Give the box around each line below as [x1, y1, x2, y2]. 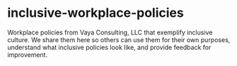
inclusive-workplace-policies [7, 5, 184, 21]
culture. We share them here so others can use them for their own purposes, [7, 35, 231, 44]
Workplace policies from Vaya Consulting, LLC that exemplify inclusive [7, 28, 213, 37]
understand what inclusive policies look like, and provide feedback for [7, 43, 212, 51]
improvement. [7, 51, 48, 59]
